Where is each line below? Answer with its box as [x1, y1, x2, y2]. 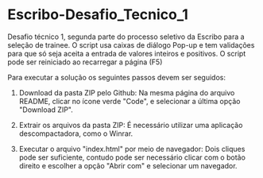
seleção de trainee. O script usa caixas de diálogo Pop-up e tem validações [7, 40, 255, 49]
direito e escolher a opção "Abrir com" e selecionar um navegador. [18, 161, 238, 170]
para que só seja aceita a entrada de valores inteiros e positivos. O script [7, 48, 246, 58]
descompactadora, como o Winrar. [18, 129, 133, 138]
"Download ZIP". [18, 105, 73, 114]
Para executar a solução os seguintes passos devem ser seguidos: [7, 72, 226, 82]
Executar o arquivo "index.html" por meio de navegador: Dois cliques [18, 144, 246, 153]
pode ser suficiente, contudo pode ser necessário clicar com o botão [18, 153, 246, 162]
